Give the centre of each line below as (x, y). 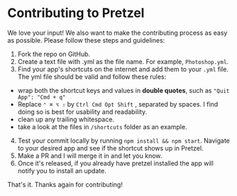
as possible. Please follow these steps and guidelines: (86, 40)
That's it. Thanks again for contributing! (65, 184)
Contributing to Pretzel (76, 13)
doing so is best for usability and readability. (82, 111)
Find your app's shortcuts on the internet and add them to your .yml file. (123, 69)
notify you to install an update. (62, 170)
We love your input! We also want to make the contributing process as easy (117, 33)
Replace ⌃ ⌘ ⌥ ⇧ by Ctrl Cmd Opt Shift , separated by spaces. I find (118, 104)
